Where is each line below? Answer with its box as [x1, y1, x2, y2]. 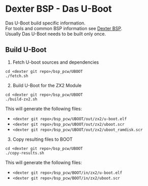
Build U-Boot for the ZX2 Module [12, 82, 82, 88]
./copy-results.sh [5, 150, 44, 155]
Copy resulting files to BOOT [12, 136, 73, 142]
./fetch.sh [5, 73, 28, 78]
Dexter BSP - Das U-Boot [5, 3, 112, 15]
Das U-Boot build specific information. [5, 20, 85, 26]
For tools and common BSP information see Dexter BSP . [5, 25, 123, 31]
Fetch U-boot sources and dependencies [12, 59, 99, 65]
